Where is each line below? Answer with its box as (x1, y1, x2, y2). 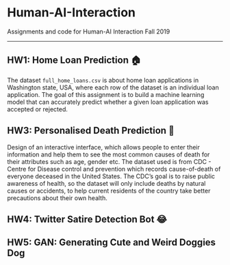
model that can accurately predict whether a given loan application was (7, 98, 209, 106)
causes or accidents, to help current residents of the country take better (7, 186, 211, 195)
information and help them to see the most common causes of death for (7, 150, 210, 158)
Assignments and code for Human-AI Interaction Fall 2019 (7, 27, 170, 36)
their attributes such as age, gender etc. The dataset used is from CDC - (7, 157, 212, 165)
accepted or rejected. (7, 104, 68, 113)
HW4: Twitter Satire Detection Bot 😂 (7, 213, 168, 225)
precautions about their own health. (7, 193, 107, 202)
